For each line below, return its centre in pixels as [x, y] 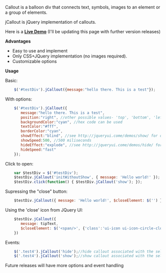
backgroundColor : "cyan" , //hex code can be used [71, 122]
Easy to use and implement [40, 51]
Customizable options [34, 61]
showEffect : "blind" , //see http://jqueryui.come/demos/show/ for [89, 136]
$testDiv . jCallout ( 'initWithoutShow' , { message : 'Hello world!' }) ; [87, 177]
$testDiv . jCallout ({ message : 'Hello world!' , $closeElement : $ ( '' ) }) [89, 201]
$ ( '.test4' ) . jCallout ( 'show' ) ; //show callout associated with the [84, 256]
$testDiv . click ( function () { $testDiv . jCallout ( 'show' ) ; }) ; [78, 182]
